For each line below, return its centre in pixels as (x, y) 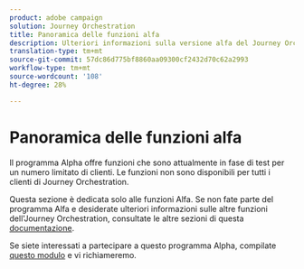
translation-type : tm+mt (56, 51)
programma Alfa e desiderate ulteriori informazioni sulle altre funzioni (139, 209)
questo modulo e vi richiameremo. (73, 255)
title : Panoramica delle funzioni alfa (85, 34)
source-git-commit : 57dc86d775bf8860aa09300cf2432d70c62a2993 (129, 60)
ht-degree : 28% (38, 85)
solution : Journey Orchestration (72, 26)
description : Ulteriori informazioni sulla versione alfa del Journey (145, 43)
